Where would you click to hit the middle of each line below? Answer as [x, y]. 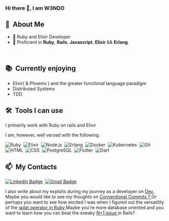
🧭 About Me [25, 25]
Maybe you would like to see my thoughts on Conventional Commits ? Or [81, 197]
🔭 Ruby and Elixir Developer [41, 36]
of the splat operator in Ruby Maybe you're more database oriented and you [85, 208]
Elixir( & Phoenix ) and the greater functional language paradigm [79, 83]
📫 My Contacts [31, 167]
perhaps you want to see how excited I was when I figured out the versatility [85, 202]
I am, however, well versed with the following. [53, 135]
